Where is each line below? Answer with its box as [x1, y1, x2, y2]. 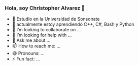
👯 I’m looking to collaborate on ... [12, 27, 81, 33]
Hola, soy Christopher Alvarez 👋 [5, 5, 85, 12]
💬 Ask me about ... [12, 37, 51, 43]
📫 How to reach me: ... [12, 43, 61, 49]
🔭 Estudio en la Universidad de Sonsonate [12, 16, 100, 22]
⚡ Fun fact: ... [12, 56, 40, 62]
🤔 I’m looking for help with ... [12, 32, 72, 38]
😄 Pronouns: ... [12, 50, 45, 56]
